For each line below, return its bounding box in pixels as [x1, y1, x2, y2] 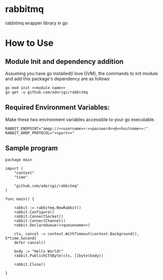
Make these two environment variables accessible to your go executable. [5, 116, 156, 123]
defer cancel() [14, 240, 46, 245]
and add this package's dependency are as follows [5, 76, 110, 82]
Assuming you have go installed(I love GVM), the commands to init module [5, 70, 158, 76]
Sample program [5, 144, 58, 152]
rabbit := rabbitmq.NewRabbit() [14, 205, 81, 210]
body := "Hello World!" [14, 249, 64, 254]
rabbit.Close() [14, 262, 46, 267]
